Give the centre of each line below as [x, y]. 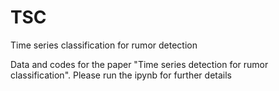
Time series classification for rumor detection [104, 45]
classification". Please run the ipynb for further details [121, 75]
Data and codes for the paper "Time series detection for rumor [139, 64]
